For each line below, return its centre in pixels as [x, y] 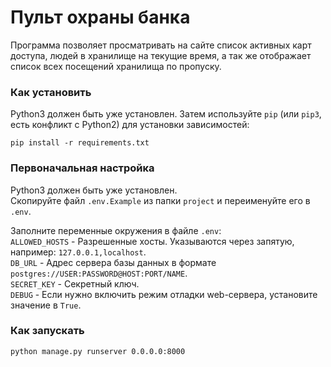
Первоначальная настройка [82, 168]
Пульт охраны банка [100, 17]
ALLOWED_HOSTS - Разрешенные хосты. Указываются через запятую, [152, 241]
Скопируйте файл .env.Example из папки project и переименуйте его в [160, 200]
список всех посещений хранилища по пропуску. [116, 66]
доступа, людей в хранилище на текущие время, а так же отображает [161, 55]
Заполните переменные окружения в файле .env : [116, 230]
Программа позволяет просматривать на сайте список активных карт [161, 45]
